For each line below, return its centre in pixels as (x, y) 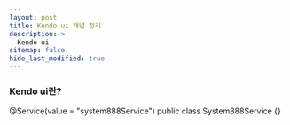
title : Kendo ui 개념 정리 (55, 26)
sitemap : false (37, 51)
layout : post (33, 17)
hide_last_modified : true (57, 59)
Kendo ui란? (35, 91)
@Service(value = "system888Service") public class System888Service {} (145, 111)
